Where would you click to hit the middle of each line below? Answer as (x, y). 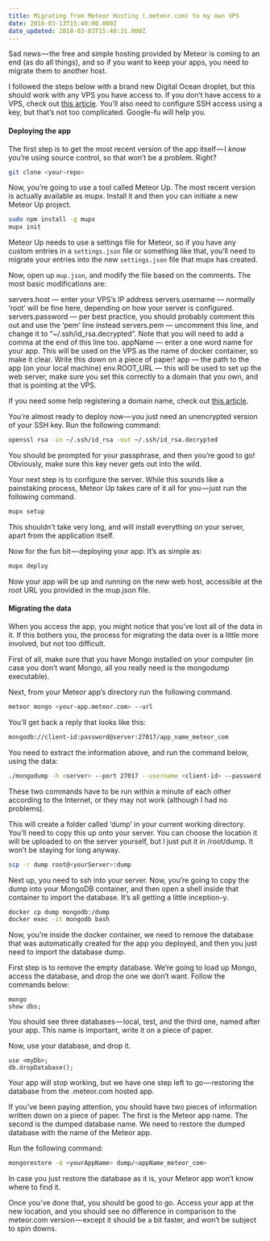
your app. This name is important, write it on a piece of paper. (111, 1030)
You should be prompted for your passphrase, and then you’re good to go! (132, 455)
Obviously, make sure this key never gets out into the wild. (105, 464)
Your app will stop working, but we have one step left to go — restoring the (131, 1083)
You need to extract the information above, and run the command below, (129, 753)
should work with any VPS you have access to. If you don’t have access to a (135, 95)
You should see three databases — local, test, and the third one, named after (134, 1021)
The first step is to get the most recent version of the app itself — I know (127, 149)
